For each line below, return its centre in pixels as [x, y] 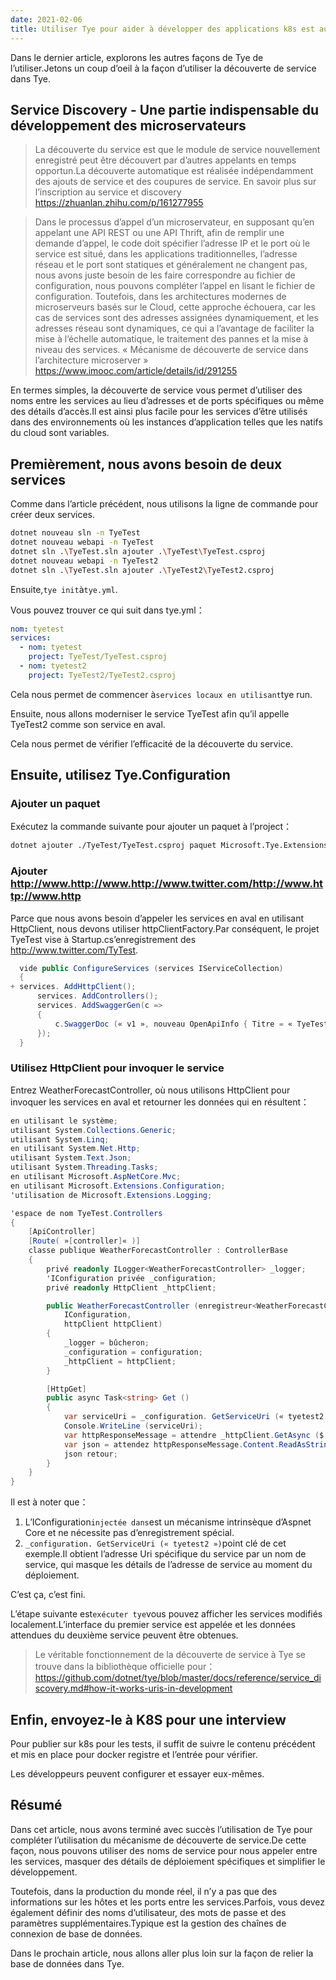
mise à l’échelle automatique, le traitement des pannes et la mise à [171, 339]
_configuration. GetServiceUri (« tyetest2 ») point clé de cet [155, 1543]
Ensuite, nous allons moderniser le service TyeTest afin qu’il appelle [150, 713]
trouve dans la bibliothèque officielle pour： [125, 1667]
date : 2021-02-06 [46, 19]
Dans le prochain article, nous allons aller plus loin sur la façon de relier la [162, 1953]
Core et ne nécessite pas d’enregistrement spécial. [129, 1533]
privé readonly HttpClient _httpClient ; [131, 1287]
